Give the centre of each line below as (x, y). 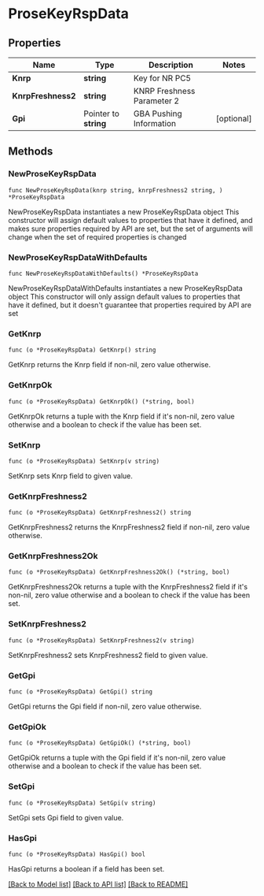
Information (155, 123)
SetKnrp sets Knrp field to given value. (71, 476)
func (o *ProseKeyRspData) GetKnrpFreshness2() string (100, 513)
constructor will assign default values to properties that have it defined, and (130, 220)
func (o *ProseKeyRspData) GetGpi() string (81, 692)
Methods (31, 152)
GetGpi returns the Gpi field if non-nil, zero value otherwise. (105, 707)
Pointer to (102, 113)
